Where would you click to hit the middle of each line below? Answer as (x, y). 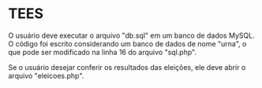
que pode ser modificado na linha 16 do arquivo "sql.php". (103, 52)
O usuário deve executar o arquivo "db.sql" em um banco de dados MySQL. (131, 35)
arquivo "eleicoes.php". (46, 75)
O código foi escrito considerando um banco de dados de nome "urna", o (127, 43)
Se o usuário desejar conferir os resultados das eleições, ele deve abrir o (127, 67)
